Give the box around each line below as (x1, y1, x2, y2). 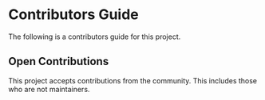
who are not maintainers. (8, 84, 90, 94)
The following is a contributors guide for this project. (8, 32, 181, 41)
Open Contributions (8, 55, 109, 68)
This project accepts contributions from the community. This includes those (8, 75, 258, 85)
